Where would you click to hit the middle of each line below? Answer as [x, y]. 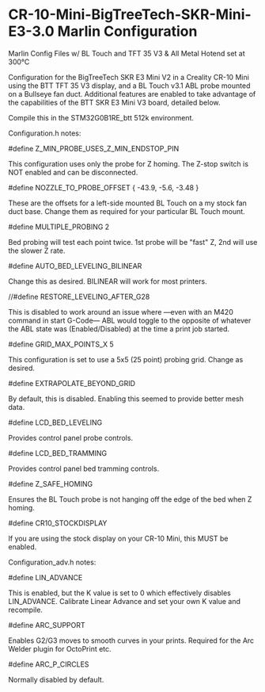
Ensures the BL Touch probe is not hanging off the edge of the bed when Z [130, 499]
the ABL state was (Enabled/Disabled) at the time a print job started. [119, 329]
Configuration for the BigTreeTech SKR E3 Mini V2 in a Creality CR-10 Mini [129, 77]
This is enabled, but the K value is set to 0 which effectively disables [119, 593]
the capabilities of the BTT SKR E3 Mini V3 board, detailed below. [114, 102]
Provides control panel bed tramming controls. [84, 468]
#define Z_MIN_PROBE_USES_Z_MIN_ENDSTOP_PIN [94, 148]
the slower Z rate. [37, 250]
